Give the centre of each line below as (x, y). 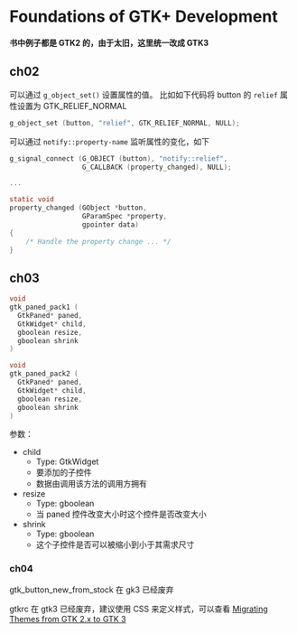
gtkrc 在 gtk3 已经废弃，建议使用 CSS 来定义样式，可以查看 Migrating (139, 609)
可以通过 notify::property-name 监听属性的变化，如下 (110, 141)
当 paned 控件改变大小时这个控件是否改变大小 (121, 514)
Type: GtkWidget (67, 461)
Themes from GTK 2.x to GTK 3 (68, 619)
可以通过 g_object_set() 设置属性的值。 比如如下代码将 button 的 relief (144, 94)
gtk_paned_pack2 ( (44, 374)
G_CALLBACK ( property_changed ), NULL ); (157, 167)
